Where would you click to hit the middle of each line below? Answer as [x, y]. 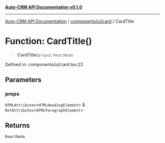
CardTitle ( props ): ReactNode [45, 55]
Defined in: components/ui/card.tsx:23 [44, 64]
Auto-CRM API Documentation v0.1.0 [44, 7]
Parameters [23, 80]
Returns [18, 125]
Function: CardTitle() [49, 41]
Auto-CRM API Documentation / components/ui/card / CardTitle [69, 21]
